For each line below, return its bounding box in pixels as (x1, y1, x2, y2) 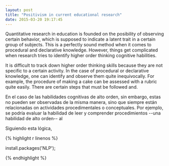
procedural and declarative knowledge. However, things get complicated (5, 47, 158, 53)
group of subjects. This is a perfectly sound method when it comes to (5, 42, 152, 48)
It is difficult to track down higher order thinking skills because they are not (5, 62, 163, 69)
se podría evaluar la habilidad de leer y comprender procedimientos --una (5, 110, 161, 116)
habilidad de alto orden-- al (5, 116, 63, 122)
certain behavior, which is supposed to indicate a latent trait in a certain (5, 36, 156, 42)
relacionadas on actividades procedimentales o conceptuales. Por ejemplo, (5, 105, 163, 111)
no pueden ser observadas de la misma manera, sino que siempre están (5, 99, 157, 105)
